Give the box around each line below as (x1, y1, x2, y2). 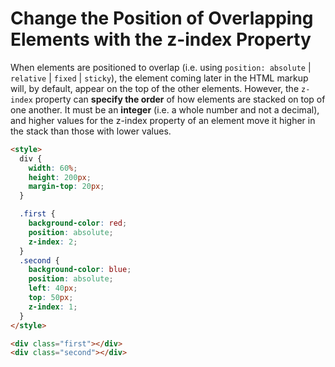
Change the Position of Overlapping (10, 7, 314, 30)
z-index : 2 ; (28, 237, 78, 247)
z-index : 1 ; (28, 302, 78, 312)
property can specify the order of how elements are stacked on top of (34, 93, 326, 105)
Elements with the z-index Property (10, 28, 312, 51)
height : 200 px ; (28, 172, 92, 182)
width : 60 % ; (28, 163, 78, 173)
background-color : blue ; (28, 265, 132, 275)
